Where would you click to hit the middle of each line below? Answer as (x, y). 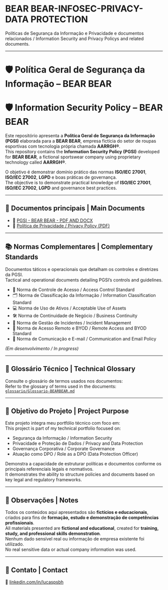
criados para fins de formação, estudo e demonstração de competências (82, 518)
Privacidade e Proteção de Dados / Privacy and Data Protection (78, 443)
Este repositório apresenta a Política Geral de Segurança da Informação (80, 136)
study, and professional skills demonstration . (53, 533)
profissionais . (20, 523)
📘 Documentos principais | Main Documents (75, 208)
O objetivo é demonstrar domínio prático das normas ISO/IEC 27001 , (76, 172)
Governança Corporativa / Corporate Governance (63, 449)
